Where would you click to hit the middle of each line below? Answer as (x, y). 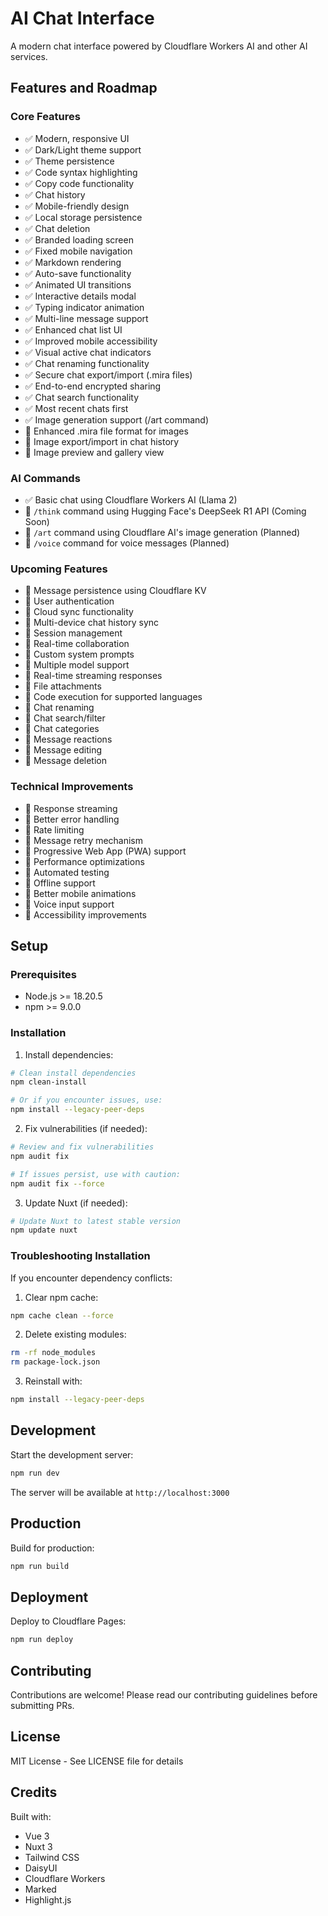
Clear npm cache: (61, 1297)
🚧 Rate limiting (54, 829)
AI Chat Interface (82, 18)
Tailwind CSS (52, 1857)
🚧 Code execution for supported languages (113, 697)
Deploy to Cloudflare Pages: (68, 1621)
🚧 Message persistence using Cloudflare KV (115, 591)
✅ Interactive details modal (80, 296)
